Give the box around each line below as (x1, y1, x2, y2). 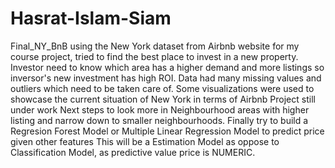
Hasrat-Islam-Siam (10, 7, 172, 30)
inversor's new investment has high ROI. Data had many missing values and (10, 72, 322, 84)
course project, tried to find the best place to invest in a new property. (10, 50, 299, 62)
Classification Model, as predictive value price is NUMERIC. (10, 146, 256, 158)
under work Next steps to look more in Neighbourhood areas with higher (10, 103, 310, 116)
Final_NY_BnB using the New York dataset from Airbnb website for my (10, 40, 300, 52)
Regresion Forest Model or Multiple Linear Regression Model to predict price (10, 125, 325, 137)
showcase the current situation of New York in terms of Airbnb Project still (10, 93, 316, 105)
